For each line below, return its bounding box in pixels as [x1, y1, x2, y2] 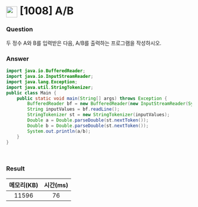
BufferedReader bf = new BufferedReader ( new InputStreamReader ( [27, 101, 189, 107]
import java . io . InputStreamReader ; [6, 74, 94, 80]
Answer [6, 54, 29, 63]
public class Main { [6, 90, 57, 96]
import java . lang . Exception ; [6, 78, 78, 85]
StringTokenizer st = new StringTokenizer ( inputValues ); [27, 112, 170, 118]
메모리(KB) [9, 181, 38, 189]
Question [6, 25, 34, 34]
